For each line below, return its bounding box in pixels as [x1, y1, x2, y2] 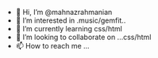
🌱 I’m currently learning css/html [15, 24, 123, 33]
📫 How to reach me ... [15, 42, 90, 50]
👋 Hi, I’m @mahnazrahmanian [15, 8, 113, 16]
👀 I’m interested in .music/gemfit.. [15, 16, 126, 25]
